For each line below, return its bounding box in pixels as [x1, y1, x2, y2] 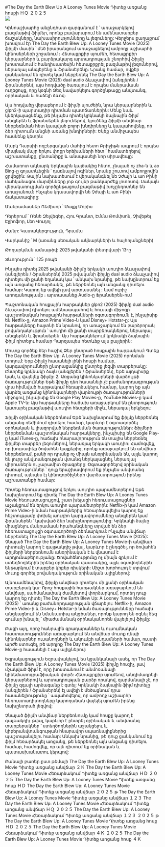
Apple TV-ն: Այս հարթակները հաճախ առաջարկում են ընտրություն [5, 400, 157, 406]
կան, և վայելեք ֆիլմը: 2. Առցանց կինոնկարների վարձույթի [5, 374, 140, 380]
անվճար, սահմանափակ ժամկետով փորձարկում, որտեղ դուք [5, 590, 147, 596]
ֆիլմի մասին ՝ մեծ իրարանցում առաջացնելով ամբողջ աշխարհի [5, 46, 153, 51]
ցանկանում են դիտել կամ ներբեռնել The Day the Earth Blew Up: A [5, 72, 149, 78]
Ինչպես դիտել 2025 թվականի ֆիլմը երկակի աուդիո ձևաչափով [5, 266, 151, 272]
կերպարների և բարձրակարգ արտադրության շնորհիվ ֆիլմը [5, 56, 144, 62]
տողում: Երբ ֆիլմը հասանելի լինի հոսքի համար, [5, 358, 116, 364]
